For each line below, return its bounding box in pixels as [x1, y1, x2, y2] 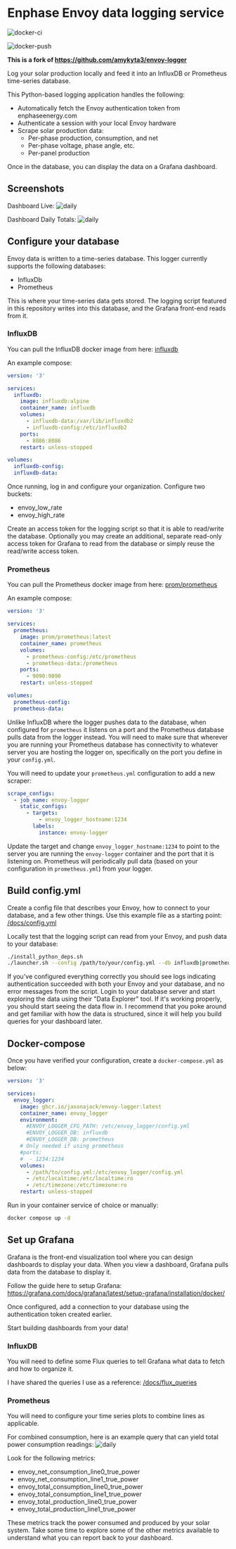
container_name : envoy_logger [20, 1110, 109, 1117]
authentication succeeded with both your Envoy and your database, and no [7, 980, 225, 988]
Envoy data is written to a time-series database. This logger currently [7, 254, 208, 263]
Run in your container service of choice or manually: [7, 1201, 159, 1210]
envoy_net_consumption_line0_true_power [17, 1467, 140, 1476]
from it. [7, 311, 28, 320]
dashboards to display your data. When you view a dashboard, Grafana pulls [7, 1260, 229, 1268]
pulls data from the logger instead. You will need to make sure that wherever [7, 733, 228, 741]
